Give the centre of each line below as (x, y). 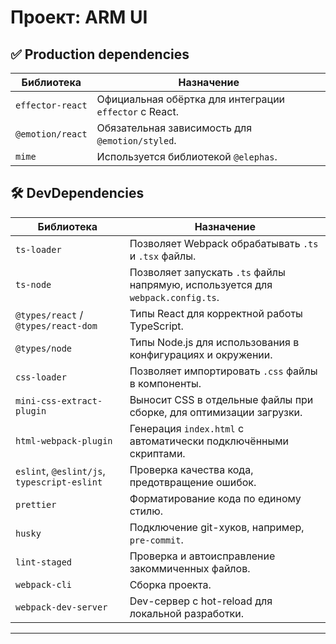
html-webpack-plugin (64, 440)
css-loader (41, 377)
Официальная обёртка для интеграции (191, 99)
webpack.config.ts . (174, 297)
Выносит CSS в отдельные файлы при (221, 399)
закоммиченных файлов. (190, 568)
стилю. (146, 511)
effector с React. (137, 111)
